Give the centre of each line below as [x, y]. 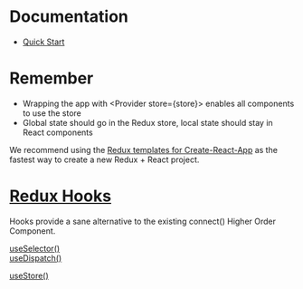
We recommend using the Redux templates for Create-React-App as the [144, 149]
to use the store [52, 113]
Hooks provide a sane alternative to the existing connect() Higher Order [143, 221]
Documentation [69, 17]
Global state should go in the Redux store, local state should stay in [147, 122]
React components [57, 132]
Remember [52, 78]
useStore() [29, 275]
